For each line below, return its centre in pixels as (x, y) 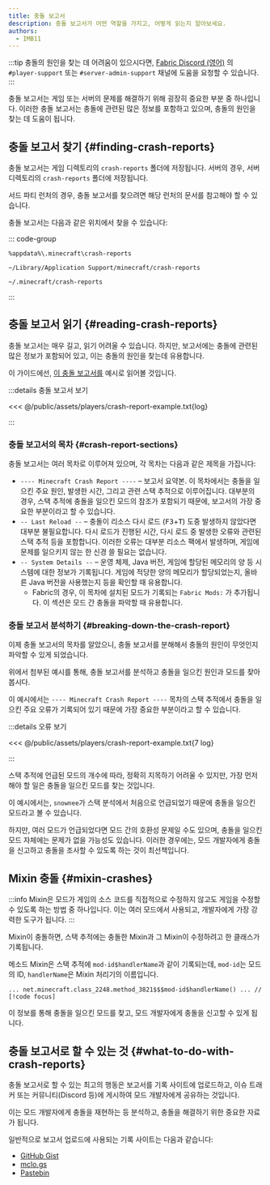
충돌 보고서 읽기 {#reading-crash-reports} (113, 325)
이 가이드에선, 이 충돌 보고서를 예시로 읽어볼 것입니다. (92, 373)
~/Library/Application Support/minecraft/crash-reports (104, 268)
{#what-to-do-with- (182, 1051)
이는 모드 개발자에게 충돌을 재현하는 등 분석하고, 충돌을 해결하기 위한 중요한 (127, 1112)
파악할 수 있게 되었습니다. (49, 655)
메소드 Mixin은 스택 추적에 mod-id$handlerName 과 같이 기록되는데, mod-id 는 (127, 965)
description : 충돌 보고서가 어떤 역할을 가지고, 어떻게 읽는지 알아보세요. (117, 24)
